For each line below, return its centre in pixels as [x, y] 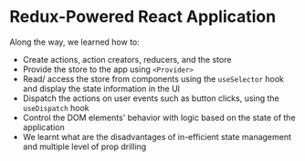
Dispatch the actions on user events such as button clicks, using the [151, 98]
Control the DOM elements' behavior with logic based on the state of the [159, 117]
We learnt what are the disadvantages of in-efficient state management [157, 136]
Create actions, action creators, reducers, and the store [127, 59]
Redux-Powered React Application [143, 17]
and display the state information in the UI [101, 88]
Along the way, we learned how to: [74, 42]
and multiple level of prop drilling [84, 146]
